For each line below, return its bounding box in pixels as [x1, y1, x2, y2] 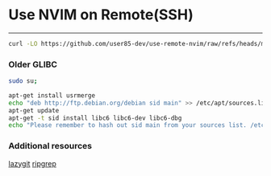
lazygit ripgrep [8, 158, 56, 168]
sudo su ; [8, 77, 38, 85]
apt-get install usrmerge [8, 91, 95, 100]
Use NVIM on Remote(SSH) [8, 6, 194, 24]
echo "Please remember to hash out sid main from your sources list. [8, 121, 248, 129]
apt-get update [8, 106, 60, 114]
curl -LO [8, 39, 38, 47]
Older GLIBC [8, 59, 58, 70]
